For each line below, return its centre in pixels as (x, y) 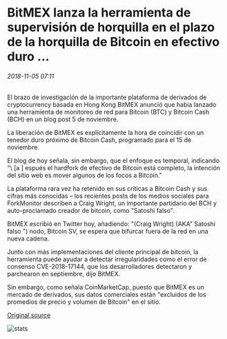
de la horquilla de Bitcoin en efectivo (113, 42)
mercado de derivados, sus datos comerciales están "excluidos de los (107, 295)
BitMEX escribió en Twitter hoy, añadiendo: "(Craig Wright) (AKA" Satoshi (111, 224)
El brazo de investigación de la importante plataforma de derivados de (107, 97)
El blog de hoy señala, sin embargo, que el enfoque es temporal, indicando (113, 161)
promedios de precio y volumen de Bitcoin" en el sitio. (84, 302)
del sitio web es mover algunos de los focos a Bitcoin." (85, 175)
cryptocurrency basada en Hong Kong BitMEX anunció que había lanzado (112, 105)
